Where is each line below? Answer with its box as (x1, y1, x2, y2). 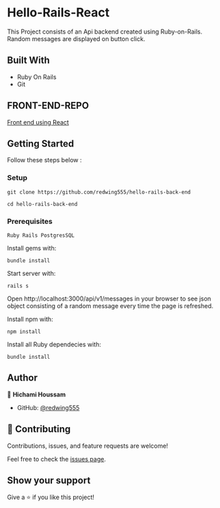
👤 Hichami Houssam (7, 390, 66, 398)
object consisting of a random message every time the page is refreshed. (7, 301, 214, 309)
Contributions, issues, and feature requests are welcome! (7, 442, 169, 450)
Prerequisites (7, 216, 53, 226)
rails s (7, 282, 29, 289)
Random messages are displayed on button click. (7, 34, 146, 42)
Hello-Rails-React (7, 5, 110, 21)
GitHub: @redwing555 (16, 403, 80, 411)
